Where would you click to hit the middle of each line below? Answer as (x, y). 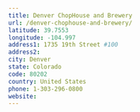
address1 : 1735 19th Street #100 (63, 45)
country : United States (47, 81)
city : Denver (30, 60)
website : (23, 96)
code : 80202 (28, 74)
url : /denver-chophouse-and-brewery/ (70, 23)
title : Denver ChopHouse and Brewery (70, 15)
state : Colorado (35, 67)
